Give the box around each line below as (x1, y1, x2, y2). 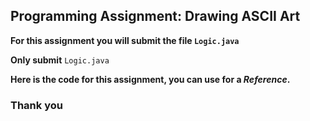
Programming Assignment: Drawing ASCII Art (10, 8, 301, 25)
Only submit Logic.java (10, 54, 110, 66)
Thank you (10, 98, 63, 112)
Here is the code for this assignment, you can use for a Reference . (10, 73, 291, 85)
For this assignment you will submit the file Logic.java (10, 34, 240, 46)
